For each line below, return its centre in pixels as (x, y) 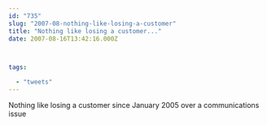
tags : (18, 67)
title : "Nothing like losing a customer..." (85, 31)
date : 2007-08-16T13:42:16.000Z (63, 39)
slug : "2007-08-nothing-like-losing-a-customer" (92, 24)
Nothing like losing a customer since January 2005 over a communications (134, 105)
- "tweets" (34, 82)
